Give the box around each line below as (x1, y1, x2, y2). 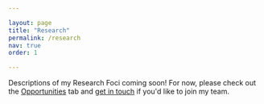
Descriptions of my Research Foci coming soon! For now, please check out (8, 78, 256, 88)
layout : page (8, 19, 52, 27)
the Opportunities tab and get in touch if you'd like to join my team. (8, 86, 230, 97)
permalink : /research (8, 34, 81, 42)
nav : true (8, 41, 42, 49)
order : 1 (8, 49, 38, 57)
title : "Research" (8, 26, 70, 35)
